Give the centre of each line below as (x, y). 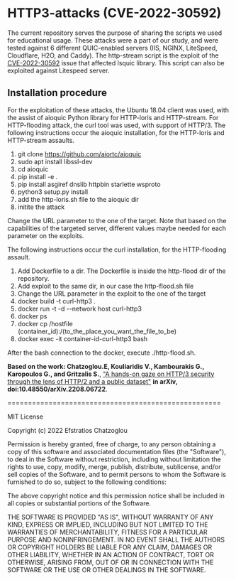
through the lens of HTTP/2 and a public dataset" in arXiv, (92, 381)
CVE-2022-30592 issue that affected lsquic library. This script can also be (116, 63)
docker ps (32, 316)
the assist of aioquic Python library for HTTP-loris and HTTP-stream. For (113, 117)
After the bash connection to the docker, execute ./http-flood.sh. (102, 353)
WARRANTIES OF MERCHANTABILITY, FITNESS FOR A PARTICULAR (107, 532)
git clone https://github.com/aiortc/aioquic (79, 154)
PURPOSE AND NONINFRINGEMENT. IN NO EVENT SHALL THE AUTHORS (116, 539)
